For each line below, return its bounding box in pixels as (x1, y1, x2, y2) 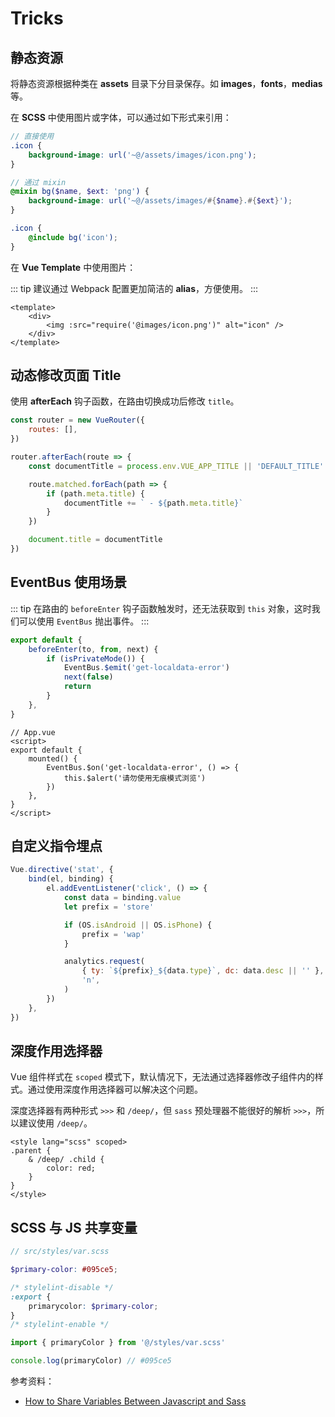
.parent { (10, 1146, 52, 1156)
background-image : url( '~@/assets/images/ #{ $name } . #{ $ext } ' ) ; (28, 196, 293, 206)
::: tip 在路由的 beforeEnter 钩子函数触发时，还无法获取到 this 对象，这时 (10, 602, 312, 614)
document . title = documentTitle (28, 535, 163, 545)
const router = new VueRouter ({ (10, 415, 145, 426)
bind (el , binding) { (28, 874, 114, 884)
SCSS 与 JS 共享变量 (10, 1219, 138, 1236)
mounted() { (28, 753, 78, 764)
